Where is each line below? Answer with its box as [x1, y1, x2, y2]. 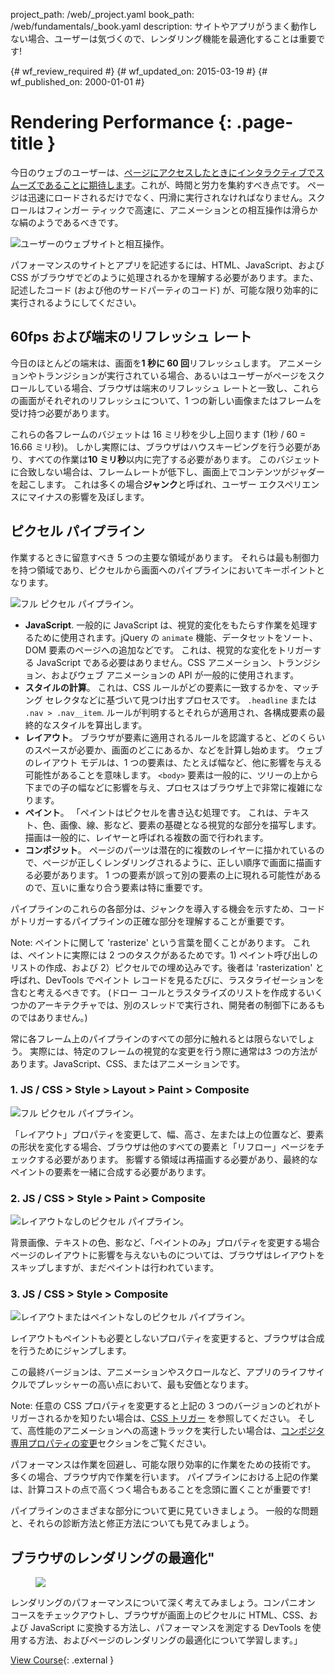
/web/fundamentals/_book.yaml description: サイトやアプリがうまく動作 [10, 20, 309, 32]
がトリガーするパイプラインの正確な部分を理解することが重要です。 [10, 915, 290, 927]
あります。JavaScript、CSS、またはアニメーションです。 [10, 1057, 246, 1069]
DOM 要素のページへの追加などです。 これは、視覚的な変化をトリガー [24, 644, 313, 656]
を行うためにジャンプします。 [10, 1345, 132, 1357]
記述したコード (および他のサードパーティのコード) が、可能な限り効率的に [10, 284, 319, 296]
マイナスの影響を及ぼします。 [27, 490, 150, 503]
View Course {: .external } [10, 1654, 115, 1666]
